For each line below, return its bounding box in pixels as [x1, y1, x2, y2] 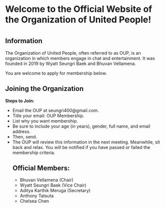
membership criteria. [12, 149, 56, 155]
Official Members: [12, 164, 70, 172]
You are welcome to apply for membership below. [5, 70, 107, 76]
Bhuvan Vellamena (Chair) [19, 177, 74, 183]
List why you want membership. [12, 118, 78, 124]
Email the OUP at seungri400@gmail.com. [12, 107, 99, 113]
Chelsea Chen [19, 198, 49, 204]
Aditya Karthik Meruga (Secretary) [19, 188, 91, 194]
